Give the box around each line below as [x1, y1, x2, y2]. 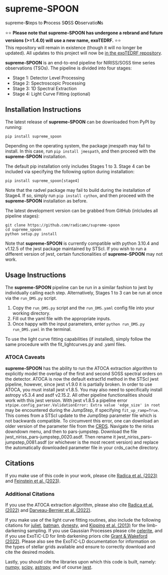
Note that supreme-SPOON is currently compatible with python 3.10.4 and [5, 240, 159, 246]
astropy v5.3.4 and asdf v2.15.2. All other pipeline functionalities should [5, 392, 152, 398]
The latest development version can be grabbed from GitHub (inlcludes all [5, 207, 158, 213]
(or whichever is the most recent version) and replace [47, 439, 159, 445]
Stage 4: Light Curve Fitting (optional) [12, 91, 91, 97]
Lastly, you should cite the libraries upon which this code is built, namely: [5, 558, 156, 564]
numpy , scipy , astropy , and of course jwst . [5, 564, 93, 570]
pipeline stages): [5, 212, 40, 219]
